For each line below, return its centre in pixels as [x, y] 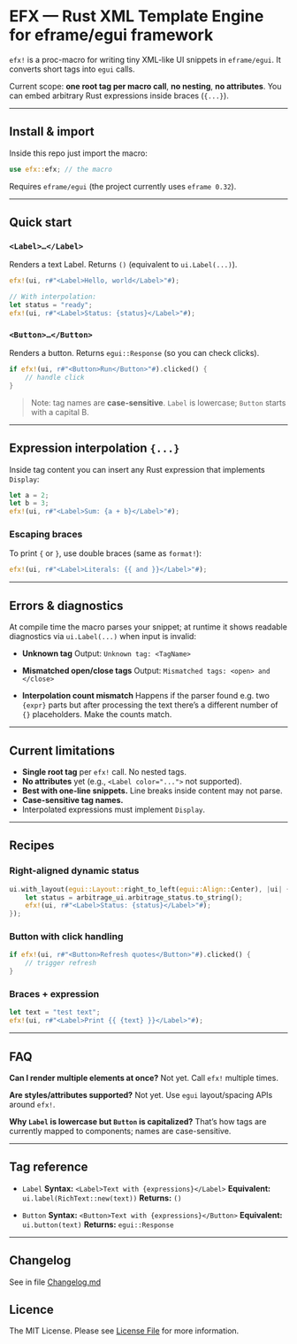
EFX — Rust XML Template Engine [137, 16]
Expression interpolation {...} [95, 448]
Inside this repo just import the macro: [78, 153]
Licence [32, 1309]
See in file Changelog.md [55, 1282]
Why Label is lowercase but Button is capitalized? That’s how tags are [138, 1121]
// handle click [55, 377]
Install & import [52, 131]
